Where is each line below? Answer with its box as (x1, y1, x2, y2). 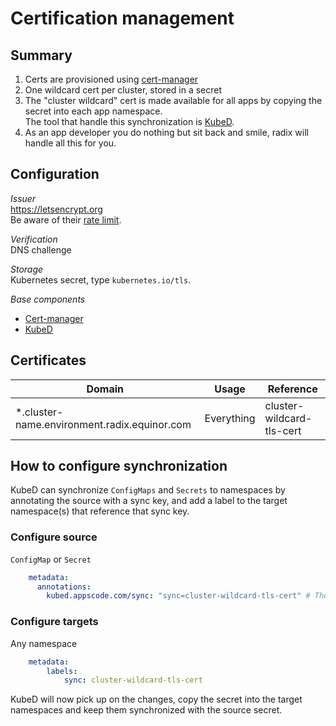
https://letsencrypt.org (10, 203, 103, 215)
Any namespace (10, 637, 78, 649)
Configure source (10, 530, 98, 544)
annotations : (36, 582, 92, 592)
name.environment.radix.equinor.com (15, 417, 192, 431)
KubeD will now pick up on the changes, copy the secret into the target (10, 693, 303, 706)
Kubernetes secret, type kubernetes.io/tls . (10, 273, 192, 286)
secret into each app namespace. (24, 105, 163, 117)
